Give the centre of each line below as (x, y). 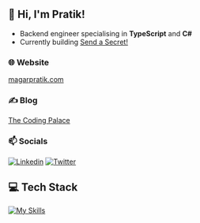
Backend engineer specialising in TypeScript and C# (106, 33)
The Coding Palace (40, 121)
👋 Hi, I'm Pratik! (47, 15)
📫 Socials (28, 141)
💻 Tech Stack (43, 187)
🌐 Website (29, 62)
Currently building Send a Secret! (74, 42)
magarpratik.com (36, 80)
